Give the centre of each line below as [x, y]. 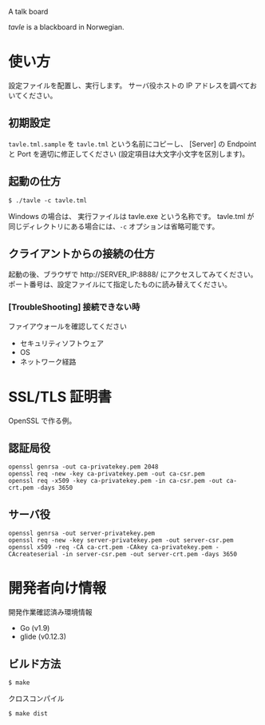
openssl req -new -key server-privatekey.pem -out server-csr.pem [121, 540]
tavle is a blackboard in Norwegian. [67, 27]
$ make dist [28, 713]
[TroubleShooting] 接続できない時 [74, 307]
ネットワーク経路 [48, 361]
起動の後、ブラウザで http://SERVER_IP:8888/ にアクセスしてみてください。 [133, 274]
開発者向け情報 [57, 589]
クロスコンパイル [36, 698]
